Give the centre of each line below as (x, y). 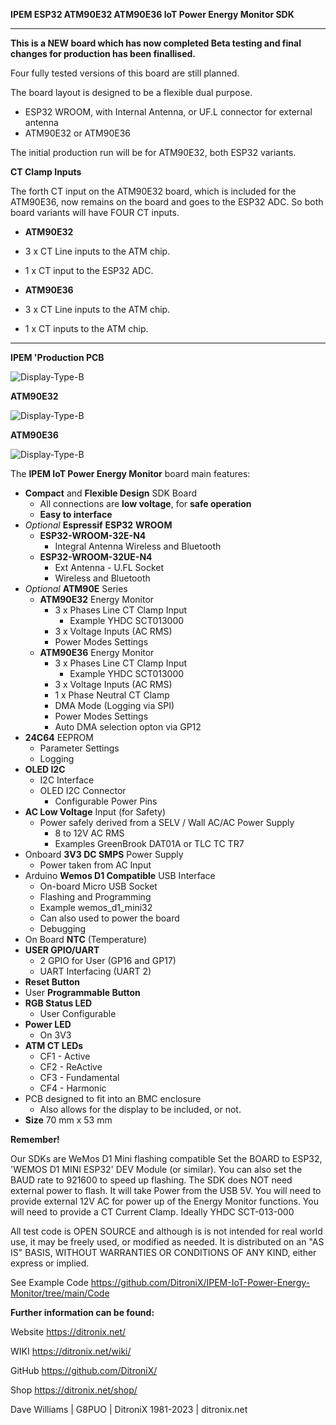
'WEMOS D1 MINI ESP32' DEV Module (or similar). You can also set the (156, 1169)
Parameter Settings (79, 748)
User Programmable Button (82, 992)
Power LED (48, 1024)
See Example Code (49, 1282)
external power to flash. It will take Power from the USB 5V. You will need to (166, 1190)
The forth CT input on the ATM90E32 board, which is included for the (153, 191)
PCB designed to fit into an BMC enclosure (113, 1098)
